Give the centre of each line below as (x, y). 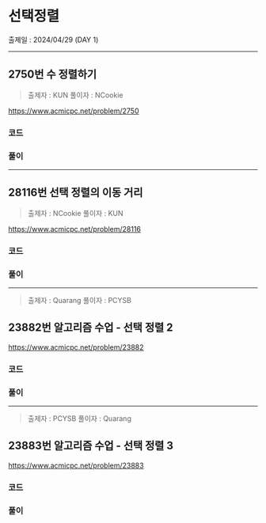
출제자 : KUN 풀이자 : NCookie (76, 95)
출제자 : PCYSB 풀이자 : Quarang (80, 419)
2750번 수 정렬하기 (53, 75)
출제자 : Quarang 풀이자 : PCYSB (80, 300)
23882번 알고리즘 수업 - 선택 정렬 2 (91, 328)
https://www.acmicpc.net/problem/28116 (74, 229)
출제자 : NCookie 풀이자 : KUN (76, 213)
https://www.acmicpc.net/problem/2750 (74, 111)
